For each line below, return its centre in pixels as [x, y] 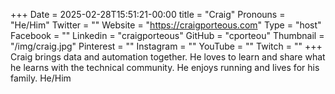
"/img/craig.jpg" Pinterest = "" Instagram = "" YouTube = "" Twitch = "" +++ [166, 46]
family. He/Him [41, 78]
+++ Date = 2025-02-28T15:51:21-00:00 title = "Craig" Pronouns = [148, 14]
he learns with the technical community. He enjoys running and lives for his [165, 67]
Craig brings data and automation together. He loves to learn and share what [168, 57]
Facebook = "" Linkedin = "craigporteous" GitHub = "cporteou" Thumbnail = [167, 35]
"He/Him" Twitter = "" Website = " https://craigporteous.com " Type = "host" [166, 25]
